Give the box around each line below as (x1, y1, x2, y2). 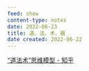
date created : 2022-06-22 (7, 36, 82, 43)
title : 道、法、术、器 (7, 29, 66, 37)
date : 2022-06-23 (7, 23, 58, 30)
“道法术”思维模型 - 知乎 (7, 56, 74, 65)
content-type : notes (7, 17, 67, 24)
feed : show (7, 10, 39, 17)
